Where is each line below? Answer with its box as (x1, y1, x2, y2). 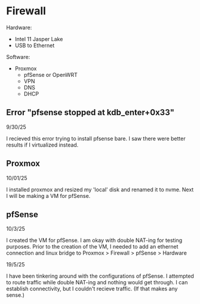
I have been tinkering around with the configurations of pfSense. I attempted (6, 272, 194, 280)
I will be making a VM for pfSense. (6, 192, 91, 199)
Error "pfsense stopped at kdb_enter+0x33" (6, 107, 175, 117)
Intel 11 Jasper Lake (14, 35, 63, 42)
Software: (6, 53, 30, 60)
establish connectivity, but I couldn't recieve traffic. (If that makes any (6, 285, 178, 293)
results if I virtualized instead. (6, 141, 79, 148)
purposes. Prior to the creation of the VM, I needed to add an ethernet (6, 243, 179, 250)
